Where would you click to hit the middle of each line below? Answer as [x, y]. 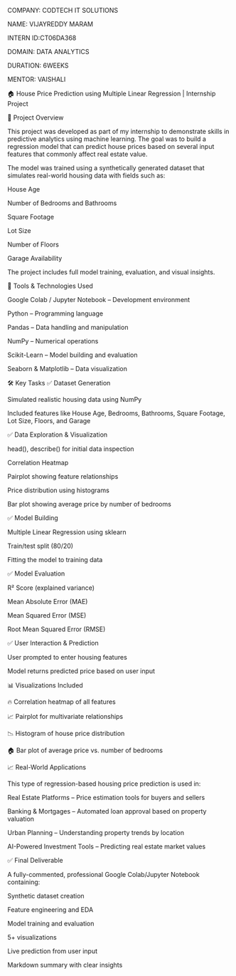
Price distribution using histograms [59, 490]
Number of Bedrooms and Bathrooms [62, 203]
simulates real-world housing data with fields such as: [86, 175]
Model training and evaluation [51, 923]
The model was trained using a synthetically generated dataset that [106, 168]
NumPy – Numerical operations [53, 341]
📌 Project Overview [36, 118]
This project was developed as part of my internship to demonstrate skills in [118, 131]
